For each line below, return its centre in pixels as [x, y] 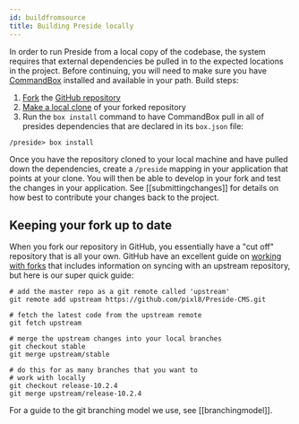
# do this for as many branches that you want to [104, 370]
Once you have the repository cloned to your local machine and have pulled [149, 159]
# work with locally [48, 378]
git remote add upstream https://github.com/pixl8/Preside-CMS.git [138, 300]
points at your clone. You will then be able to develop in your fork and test [145, 178]
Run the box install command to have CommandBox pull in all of [143, 117]
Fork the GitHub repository [71, 97]
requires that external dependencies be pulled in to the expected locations [146, 61]
